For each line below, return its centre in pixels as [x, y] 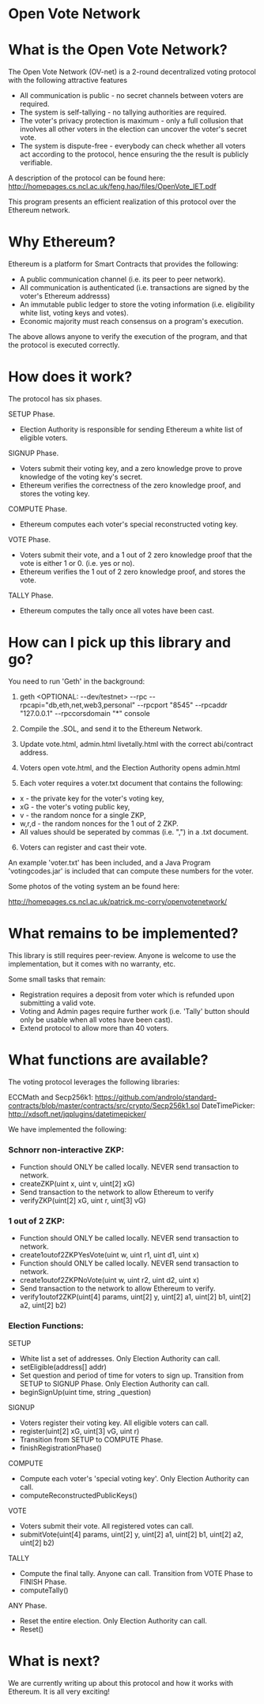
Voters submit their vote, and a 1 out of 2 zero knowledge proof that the [136, 555]
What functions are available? [108, 1060]
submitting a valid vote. [58, 1003]
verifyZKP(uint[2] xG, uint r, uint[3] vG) [83, 1201]
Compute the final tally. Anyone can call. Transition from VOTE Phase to [136, 1573]
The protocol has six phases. [55, 399]
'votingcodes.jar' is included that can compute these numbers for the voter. [131, 871]
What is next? [54, 1661]
